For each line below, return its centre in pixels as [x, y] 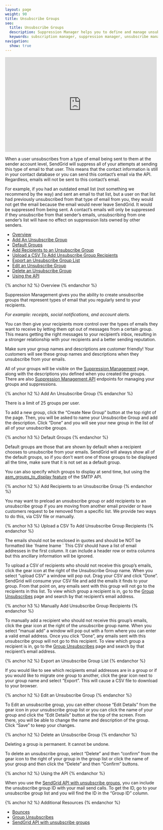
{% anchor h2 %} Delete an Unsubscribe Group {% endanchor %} [71, 735]
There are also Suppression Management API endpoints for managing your [80, 379]
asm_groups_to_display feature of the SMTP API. [54, 477]
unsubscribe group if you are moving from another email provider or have [78, 506]
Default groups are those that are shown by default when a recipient [73, 447]
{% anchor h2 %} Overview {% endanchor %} [51, 285]
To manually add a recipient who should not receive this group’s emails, [76, 620]
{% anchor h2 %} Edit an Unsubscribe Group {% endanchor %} [68, 695]
